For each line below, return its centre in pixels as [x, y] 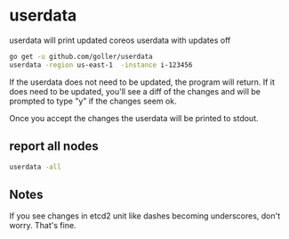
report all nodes [54, 147]
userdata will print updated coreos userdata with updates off [120, 40]
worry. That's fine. [43, 226]
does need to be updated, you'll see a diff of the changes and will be [135, 91]
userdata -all [36, 167]
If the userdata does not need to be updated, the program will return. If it [142, 82]
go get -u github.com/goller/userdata [81, 56]
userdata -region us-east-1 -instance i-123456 [101, 65]
